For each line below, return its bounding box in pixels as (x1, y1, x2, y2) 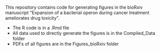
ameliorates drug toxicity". (5, 15, 60, 21)
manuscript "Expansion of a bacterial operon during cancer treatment (5, 10, 149, 16)
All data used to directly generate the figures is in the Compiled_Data (12, 30, 155, 36)
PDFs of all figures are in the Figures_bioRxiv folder (12, 41, 119, 47)
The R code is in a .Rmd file (12, 25, 69, 31)
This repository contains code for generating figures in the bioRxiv (5, 5, 143, 10)
